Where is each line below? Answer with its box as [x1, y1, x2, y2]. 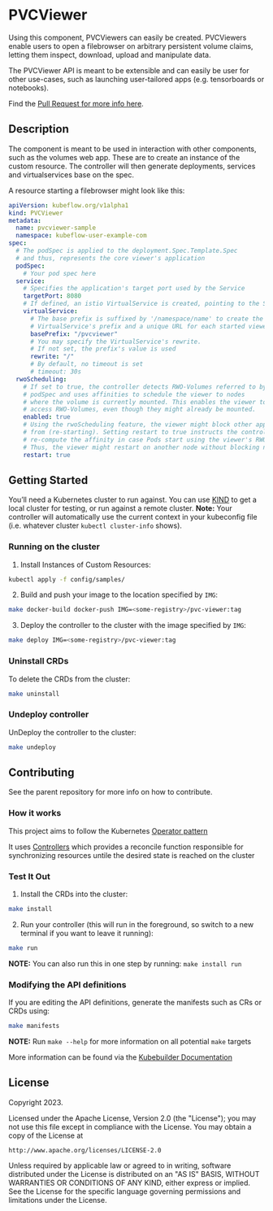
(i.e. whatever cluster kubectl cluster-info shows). [8, 521, 183, 530]
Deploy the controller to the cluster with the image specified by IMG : [19, 621, 246, 630]
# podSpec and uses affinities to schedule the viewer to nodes [23, 390, 245, 399]
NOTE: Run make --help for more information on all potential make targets [8, 1036, 252, 1046]
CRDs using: [8, 1006, 50, 1016]
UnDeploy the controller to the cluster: [8, 727, 136, 737]
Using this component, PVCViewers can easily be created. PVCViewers [8, 33, 247, 42]
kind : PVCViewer [8, 209, 63, 217]
